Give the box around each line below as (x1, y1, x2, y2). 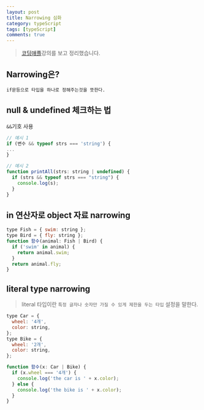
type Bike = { (6, 336, 43, 342)
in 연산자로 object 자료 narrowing (6, 210, 130, 220)
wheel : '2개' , (12, 341, 47, 347)
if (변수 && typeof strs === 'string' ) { (6, 141, 111, 147)
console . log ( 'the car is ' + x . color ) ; (17, 375, 119, 381)
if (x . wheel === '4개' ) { (12, 369, 77, 376)
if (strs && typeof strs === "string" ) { (12, 174, 119, 180)
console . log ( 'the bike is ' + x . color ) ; (17, 387, 122, 393)
